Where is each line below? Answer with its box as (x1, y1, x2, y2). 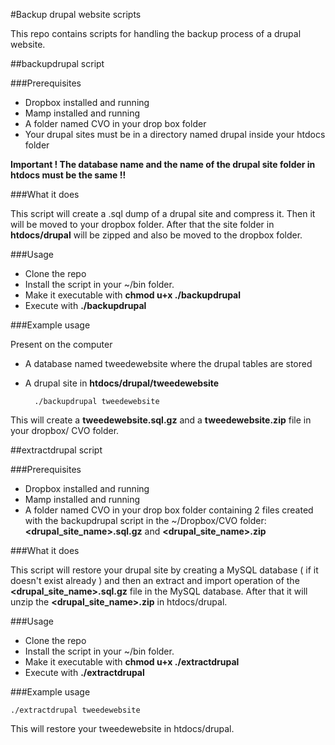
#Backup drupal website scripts (10, 9, 142, 20)
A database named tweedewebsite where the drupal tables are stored (24, 358, 313, 369)
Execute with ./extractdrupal (24, 667, 145, 678)
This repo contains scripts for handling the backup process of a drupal (10, 28, 302, 39)
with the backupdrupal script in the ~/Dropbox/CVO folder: (24, 515, 267, 526)
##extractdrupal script (10, 444, 103, 456)
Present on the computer (10, 339, 113, 350)
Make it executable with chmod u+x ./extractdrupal (24, 656, 240, 668)
